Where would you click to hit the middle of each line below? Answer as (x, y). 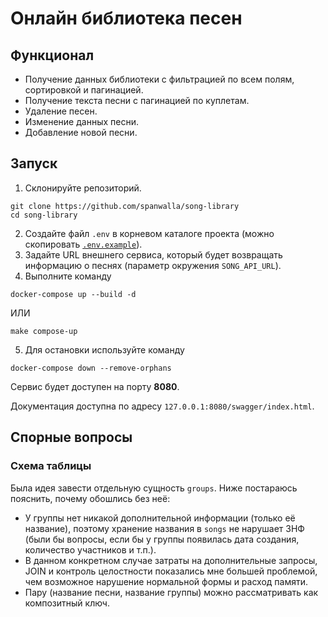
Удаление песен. (61, 111)
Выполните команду (68, 276)
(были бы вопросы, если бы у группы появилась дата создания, (162, 539)
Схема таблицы (51, 466)
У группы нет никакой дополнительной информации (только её (160, 518)
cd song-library (44, 215)
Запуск (34, 163)
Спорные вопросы (71, 437)
